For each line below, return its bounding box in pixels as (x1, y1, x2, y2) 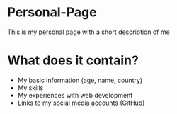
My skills (17, 83, 44, 92)
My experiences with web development (17, 91, 133, 99)
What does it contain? (7, 52, 139, 69)
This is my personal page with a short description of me (7, 28, 170, 36)
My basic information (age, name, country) (17, 76, 143, 84)
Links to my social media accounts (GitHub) (17, 98, 145, 107)
